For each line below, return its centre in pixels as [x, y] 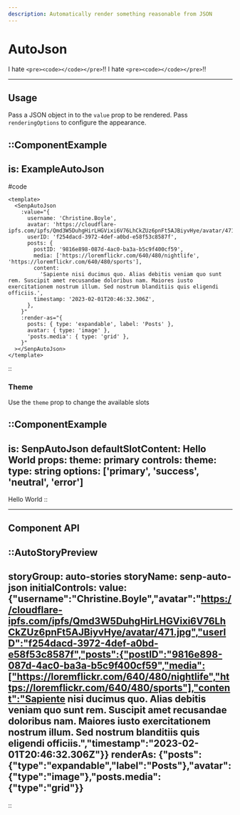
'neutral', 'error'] [46, 482]
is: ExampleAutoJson [56, 169]
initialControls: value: [78, 588]
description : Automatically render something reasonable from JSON [110, 14]
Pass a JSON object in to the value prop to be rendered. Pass [98, 115]
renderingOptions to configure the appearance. [77, 122]
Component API [44, 529]
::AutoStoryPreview [53, 552]
